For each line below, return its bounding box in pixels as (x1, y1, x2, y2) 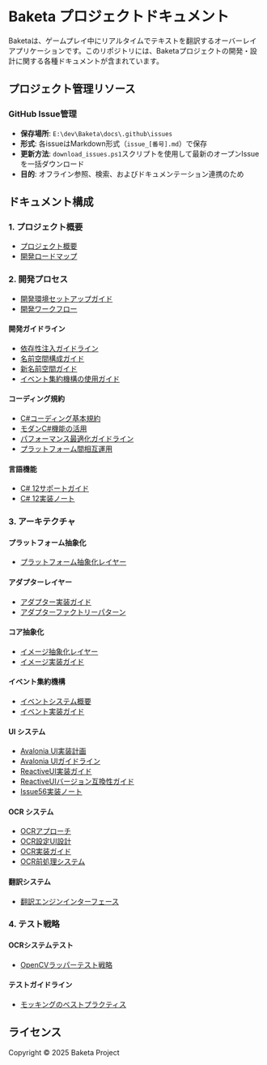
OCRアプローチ (19, 827, 71, 836)
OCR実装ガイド (19, 847, 71, 857)
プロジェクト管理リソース (8, 82, 136, 96)
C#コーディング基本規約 (19, 414, 101, 423)
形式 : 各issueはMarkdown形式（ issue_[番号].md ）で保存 (19, 139, 208, 148)
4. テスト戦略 (8, 918, 61, 930)
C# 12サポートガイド (19, 483, 90, 493)
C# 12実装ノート (19, 494, 75, 504)
